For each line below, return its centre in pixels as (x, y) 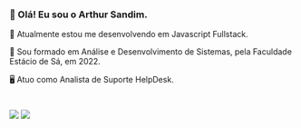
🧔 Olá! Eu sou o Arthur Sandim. (78, 15)
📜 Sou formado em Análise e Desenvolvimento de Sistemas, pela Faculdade (151, 52)
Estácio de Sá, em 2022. (55, 62)
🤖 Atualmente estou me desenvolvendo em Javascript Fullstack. (129, 34)
